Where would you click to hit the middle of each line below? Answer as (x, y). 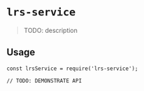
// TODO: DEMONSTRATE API (44, 80)
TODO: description (51, 30)
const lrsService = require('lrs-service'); (72, 69)
